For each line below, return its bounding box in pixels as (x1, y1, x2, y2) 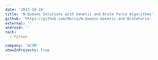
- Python (9, 35, 28, 40)
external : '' (5, 20, 32, 26)
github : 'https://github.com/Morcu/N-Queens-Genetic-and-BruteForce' (5, 16, 152, 21)
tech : (5, 30, 16, 35)
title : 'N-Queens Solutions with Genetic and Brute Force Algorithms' (5, 12, 154, 17)
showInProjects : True (5, 47, 50, 53)
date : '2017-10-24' (5, 7, 46, 12)
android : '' (5, 25, 30, 30)
